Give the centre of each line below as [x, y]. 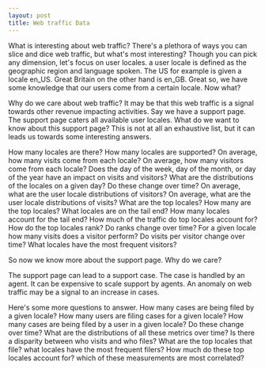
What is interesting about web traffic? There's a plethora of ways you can [128, 45]
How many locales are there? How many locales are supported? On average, [133, 152]
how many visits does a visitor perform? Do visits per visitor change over [127, 236]
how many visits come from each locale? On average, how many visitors [126, 160]
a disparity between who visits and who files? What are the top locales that [131, 340]
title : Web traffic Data [49, 23]
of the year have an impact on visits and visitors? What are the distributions [131, 177]
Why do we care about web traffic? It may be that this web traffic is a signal [131, 103]
